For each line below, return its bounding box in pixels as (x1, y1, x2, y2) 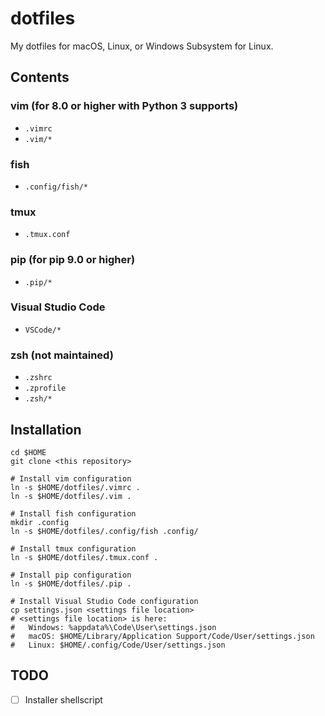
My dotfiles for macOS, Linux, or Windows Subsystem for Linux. (10, 40, 274, 52)
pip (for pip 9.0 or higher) (10, 253, 136, 267)
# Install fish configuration (10, 508, 137, 519)
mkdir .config (10, 517, 70, 527)
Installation (10, 421, 82, 438)
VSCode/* (24, 325, 62, 335)
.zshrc (24, 373, 53, 383)
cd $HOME (10, 447, 47, 457)
